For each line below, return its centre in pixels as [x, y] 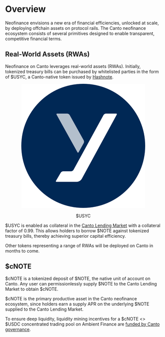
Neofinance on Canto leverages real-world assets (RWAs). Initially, [73, 66]
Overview [26, 9]
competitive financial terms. [33, 39]
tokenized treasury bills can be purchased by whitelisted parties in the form [82, 71]
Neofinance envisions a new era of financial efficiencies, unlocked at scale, [82, 23]
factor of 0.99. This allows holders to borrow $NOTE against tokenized [77, 231]
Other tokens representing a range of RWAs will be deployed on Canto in [79, 245]
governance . [18, 329]
